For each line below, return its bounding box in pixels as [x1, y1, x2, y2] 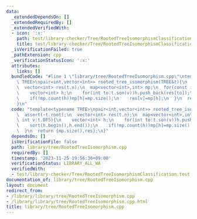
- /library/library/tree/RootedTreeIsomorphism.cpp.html [6, 199, 148, 204]
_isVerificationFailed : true [11, 47, 83, 53]
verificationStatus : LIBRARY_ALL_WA [11, 161, 101, 166]
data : [6, 8, 19, 15]
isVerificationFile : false [11, 138, 77, 145]
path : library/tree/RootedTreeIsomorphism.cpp [11, 144, 127, 150]
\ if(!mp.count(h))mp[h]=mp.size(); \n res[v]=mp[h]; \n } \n [16, 95, 182, 101]
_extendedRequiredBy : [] [11, 19, 72, 25]
